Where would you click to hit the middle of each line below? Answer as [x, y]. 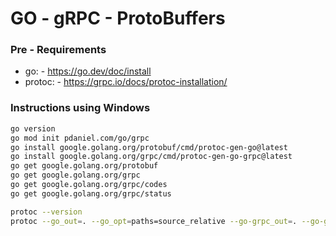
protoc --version [46, 212]
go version [33, 128]
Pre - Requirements [58, 50]
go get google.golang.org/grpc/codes [89, 185]
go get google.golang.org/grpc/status [91, 193]
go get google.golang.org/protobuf [84, 166]
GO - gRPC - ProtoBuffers [118, 18]
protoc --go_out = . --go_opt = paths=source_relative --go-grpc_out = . [154, 221]
